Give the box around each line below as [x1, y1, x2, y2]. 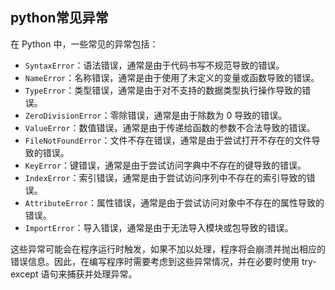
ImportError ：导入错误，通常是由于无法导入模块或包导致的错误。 [24, 221, 294, 233]
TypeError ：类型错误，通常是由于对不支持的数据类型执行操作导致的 [24, 84, 303, 96]
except [10, 268, 39, 280]
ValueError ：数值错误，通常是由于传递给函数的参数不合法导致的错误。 [24, 121, 316, 133]
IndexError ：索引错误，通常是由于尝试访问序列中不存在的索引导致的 [24, 171, 307, 183]
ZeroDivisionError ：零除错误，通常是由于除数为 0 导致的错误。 [24, 109, 288, 121]
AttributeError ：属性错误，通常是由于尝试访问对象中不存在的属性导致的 [24, 196, 325, 208]
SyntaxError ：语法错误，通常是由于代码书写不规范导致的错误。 [24, 59, 285, 71]
